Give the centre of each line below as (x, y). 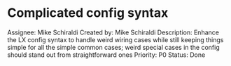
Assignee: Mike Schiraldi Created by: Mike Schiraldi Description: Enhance (113, 32)
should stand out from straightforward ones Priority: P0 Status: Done (106, 55)
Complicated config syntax (88, 13)
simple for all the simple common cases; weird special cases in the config (114, 47)
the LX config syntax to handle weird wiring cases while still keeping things (115, 39)
